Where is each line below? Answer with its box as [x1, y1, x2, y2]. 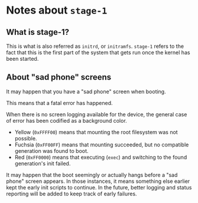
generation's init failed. [14, 160, 71, 167]
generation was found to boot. [14, 147, 89, 154]
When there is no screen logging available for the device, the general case [6, 110, 187, 118]
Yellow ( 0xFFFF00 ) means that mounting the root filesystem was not [14, 128, 178, 136]
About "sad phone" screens [6, 72, 112, 83]
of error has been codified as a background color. [6, 117, 127, 124]
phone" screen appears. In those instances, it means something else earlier [6, 178, 190, 185]
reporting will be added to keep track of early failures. [6, 190, 137, 197]
